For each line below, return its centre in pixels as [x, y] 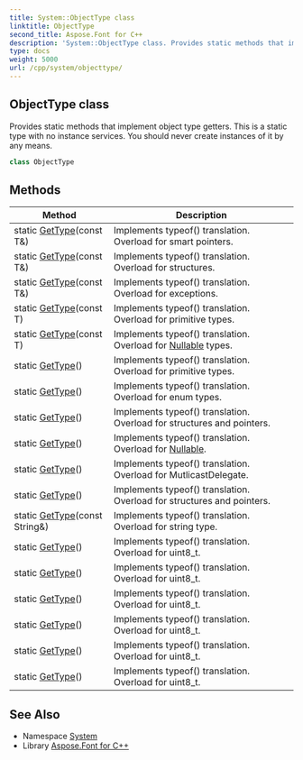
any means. [31, 145]
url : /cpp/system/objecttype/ [66, 69]
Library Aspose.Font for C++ [75, 746]
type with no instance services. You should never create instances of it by [147, 135]
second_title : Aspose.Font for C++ [76, 34]
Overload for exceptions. [166, 294]
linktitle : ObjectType [52, 26]
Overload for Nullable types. [173, 345]
